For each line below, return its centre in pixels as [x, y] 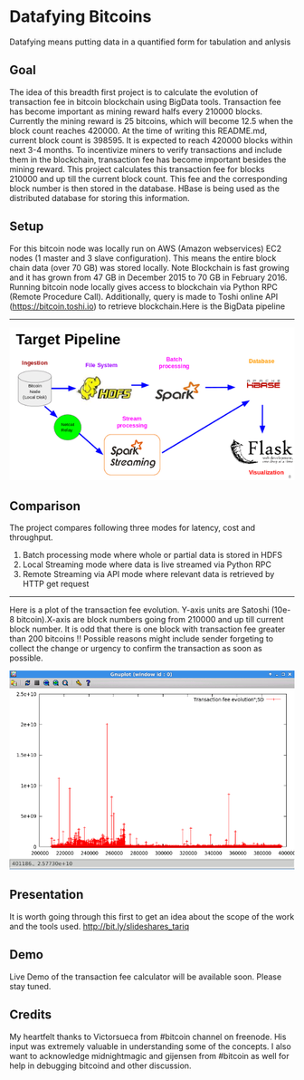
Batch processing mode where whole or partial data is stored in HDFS [152, 554]
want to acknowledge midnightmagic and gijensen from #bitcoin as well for [149, 1056]
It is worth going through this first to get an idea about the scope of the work [152, 916]
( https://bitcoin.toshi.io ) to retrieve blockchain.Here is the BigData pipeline [147, 306]
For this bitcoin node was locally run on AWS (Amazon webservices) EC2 [146, 248]
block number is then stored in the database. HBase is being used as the [145, 188]
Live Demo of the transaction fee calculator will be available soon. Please [146, 977]
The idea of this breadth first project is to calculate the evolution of [134, 92]
